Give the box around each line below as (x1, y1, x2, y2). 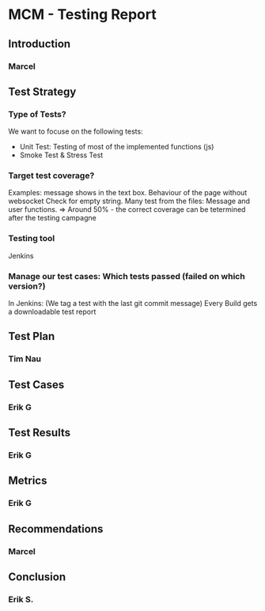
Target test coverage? (8, 170, 95, 181)
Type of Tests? (8, 108, 66, 119)
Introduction (8, 37, 71, 51)
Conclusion (8, 571, 66, 584)
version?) (8, 281, 46, 292)
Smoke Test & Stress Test (19, 150, 104, 160)
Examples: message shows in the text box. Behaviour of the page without (8, 188, 248, 198)
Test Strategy (8, 85, 77, 98)
